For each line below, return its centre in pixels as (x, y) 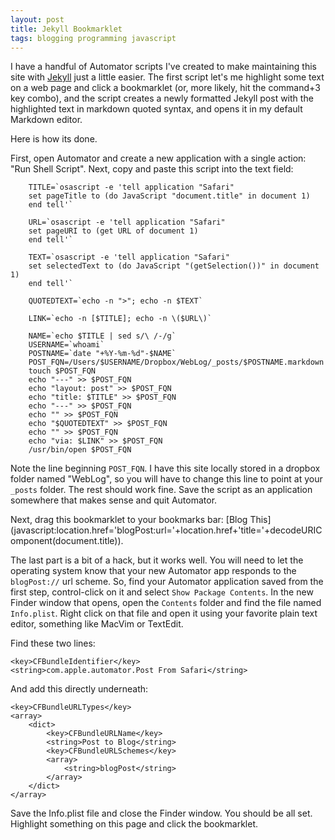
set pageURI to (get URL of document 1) (113, 231)
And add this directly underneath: (79, 689)
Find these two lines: (53, 643)
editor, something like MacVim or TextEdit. (97, 624)
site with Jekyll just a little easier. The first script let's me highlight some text (167, 77)
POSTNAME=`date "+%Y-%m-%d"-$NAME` (102, 354)
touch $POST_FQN (62, 371)
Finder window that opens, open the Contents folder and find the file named (166, 603)
